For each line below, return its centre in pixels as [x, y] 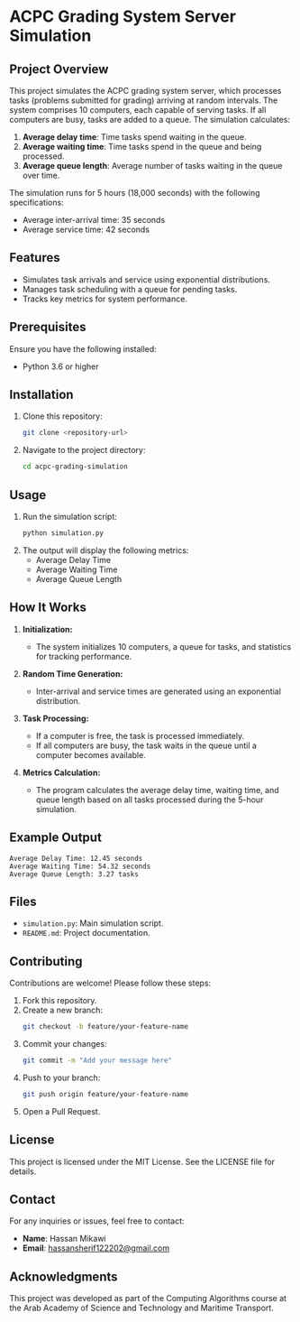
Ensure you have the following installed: [83, 348]
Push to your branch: [61, 1077]
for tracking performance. [84, 656]
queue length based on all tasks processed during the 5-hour [150, 800]
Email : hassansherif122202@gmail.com [96, 1248]
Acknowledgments [64, 1276]
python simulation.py [63, 533]
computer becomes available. [91, 754]
